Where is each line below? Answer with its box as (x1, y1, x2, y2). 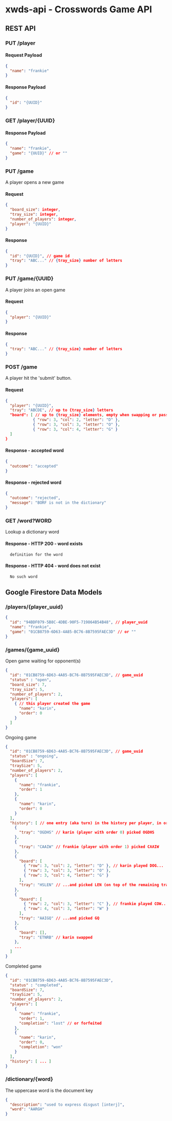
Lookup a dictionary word (5, 529, 59, 535)
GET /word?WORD (5, 517, 52, 524)
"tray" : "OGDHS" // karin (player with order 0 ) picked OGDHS (18, 830, 155, 835)
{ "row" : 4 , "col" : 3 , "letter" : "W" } (24, 906, 109, 911)
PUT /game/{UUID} (5, 275, 54, 282)
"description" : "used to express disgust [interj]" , (10, 1102, 125, 1107)
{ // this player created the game (14, 701, 91, 706)
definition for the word (10, 552, 63, 557)
